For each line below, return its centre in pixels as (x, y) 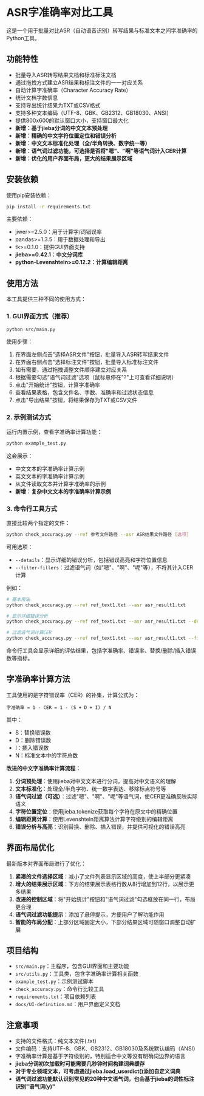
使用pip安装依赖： (29, 195)
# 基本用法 (18, 599)
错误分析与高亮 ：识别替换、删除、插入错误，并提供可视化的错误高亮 (100, 826)
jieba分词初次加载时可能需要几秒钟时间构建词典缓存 (80, 1064)
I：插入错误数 (32, 747)
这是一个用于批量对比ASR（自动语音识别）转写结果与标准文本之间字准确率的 (102, 30)
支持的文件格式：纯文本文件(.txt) (56, 1041)
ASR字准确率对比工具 (60, 12)
